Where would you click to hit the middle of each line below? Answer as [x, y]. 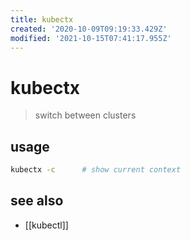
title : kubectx [42, 19]
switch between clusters [85, 115]
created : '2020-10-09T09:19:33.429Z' [89, 29]
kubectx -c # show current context [96, 170]
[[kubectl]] [46, 225]
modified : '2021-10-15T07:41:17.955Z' [91, 38]
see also [37, 201]
